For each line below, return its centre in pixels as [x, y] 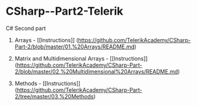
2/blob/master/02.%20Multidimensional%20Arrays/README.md [96, 71]
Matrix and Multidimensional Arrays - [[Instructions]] [81, 58]
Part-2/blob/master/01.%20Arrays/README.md [75, 47]
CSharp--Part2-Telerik [64, 11]
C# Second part [26, 28]
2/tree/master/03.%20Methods [54, 96]
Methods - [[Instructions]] [48, 83]
